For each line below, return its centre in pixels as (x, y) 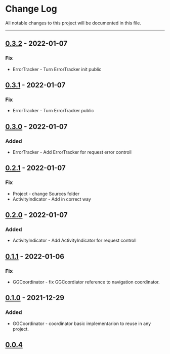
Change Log (31, 9)
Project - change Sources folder (46, 194)
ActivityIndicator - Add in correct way (52, 199)
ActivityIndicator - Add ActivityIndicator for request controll (74, 240)
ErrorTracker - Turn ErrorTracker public (53, 111)
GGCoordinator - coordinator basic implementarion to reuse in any (82, 324)
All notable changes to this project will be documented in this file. (73, 23)
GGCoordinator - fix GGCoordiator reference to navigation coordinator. (86, 282)
